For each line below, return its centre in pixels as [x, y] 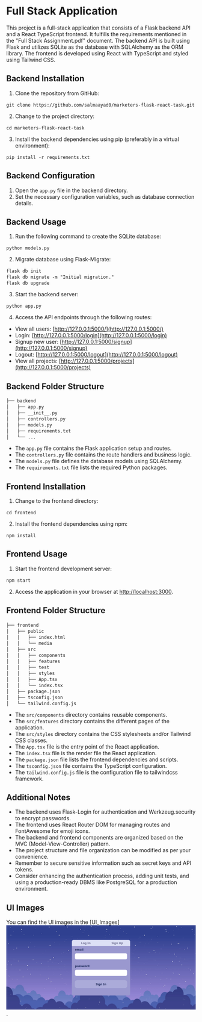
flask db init [24, 271]
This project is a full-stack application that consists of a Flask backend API [99, 28]
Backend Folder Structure [55, 386]
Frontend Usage [37, 554]
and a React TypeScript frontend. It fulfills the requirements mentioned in [96, 34]
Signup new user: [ [38, 342]
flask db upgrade [28, 283]
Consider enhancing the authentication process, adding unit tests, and [102, 876]
